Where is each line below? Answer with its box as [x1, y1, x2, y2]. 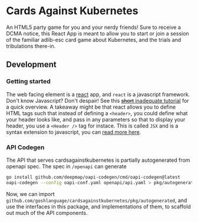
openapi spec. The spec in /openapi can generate [6, 162, 127, 169]
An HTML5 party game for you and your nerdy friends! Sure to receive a [6, 24, 181, 31]
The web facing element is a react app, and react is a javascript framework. [6, 90, 190, 98]
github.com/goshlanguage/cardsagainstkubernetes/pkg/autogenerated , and [6, 197, 187, 204]
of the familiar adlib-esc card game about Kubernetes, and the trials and [6, 36, 181, 43]
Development [6, 60, 57, 70]
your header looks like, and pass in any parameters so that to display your [6, 116, 186, 123]
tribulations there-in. [6, 43, 56, 50]
